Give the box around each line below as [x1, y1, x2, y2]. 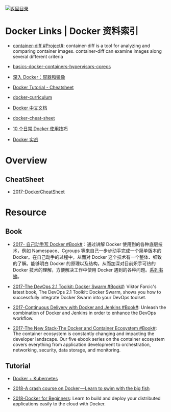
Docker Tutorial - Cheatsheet [12, 84, 74, 90]
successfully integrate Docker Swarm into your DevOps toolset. [12, 294, 146, 300]
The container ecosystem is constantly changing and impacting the [12, 331, 155, 337]
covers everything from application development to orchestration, [12, 341, 151, 347]
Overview [5, 155, 47, 167]
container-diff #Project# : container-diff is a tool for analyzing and [12, 43, 151, 49]
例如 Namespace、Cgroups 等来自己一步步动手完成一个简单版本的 [21, 248, 162, 254]
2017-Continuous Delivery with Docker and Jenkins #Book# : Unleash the [12, 304, 166, 310]
